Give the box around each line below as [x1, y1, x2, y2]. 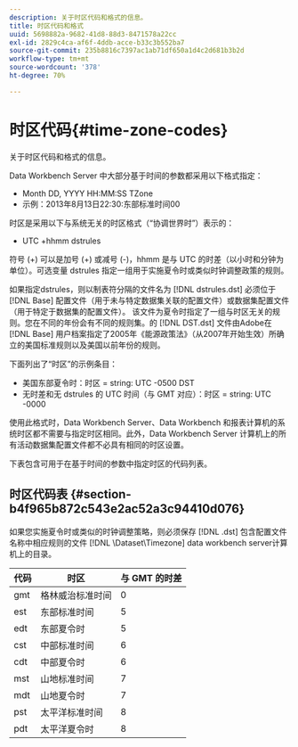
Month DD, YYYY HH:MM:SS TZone [21, 188, 154, 199]
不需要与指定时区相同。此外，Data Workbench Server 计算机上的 [39, 428, 278, 439]
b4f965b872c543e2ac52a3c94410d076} [9, 501, 246, 517]
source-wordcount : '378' [9, 63, 101, 72]
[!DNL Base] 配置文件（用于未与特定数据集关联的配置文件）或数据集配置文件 [9, 295, 290, 306]
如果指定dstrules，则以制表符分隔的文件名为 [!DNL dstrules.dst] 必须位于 [9, 283, 277, 294]
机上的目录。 [9, 548, 56, 559]
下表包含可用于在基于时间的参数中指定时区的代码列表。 [9, 458, 212, 469]
